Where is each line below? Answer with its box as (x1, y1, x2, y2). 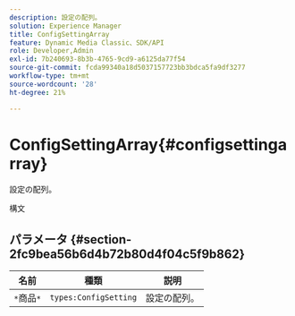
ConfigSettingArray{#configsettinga (9, 134, 288, 155)
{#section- (70, 232, 132, 247)
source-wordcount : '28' (9, 80, 98, 89)
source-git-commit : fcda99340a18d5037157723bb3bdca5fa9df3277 (9, 64, 246, 73)
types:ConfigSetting (49, 293, 137, 303)
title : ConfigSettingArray (9, 30, 110, 38)
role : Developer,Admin (9, 47, 94, 56)
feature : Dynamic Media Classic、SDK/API (9, 38, 164, 47)
